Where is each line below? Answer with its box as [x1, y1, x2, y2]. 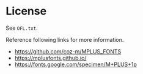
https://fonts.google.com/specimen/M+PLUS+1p [14, 61, 137, 68]
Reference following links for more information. [5, 36, 124, 43]
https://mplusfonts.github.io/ [14, 54, 87, 61]
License [5, 4, 47, 18]
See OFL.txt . [5, 24, 38, 32]
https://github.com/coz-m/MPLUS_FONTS [14, 47, 122, 55]
